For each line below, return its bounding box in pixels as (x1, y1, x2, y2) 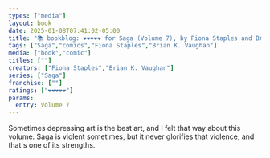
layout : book (8, 19, 52, 27)
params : (8, 94, 35, 102)
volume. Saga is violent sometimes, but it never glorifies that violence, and (8, 132, 255, 141)
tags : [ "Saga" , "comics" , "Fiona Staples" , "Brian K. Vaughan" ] (8, 42, 218, 50)
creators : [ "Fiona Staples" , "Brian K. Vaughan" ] (8, 64, 174, 72)
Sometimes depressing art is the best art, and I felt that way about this (8, 124, 241, 133)
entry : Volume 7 (15, 101, 70, 109)
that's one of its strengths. (8, 140, 96, 150)
